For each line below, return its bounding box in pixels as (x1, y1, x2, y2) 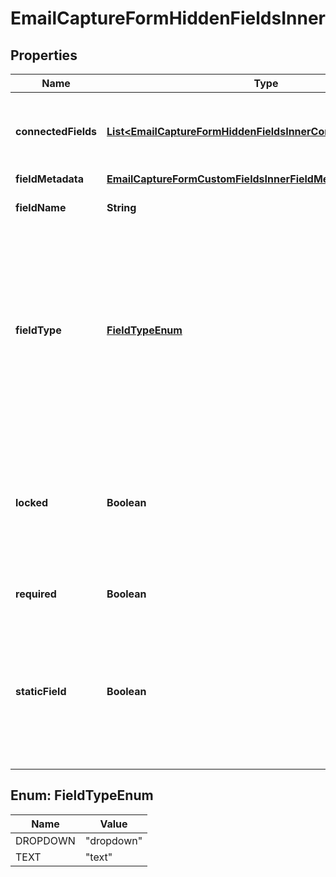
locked (15, 496, 49, 509)
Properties (10, 47, 78, 64)
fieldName (15, 201, 67, 214)
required (15, 587, 57, 601)
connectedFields (15, 125, 98, 138)
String (106, 201, 137, 214)
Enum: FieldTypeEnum (10, 787, 154, 804)
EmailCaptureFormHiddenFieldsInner (10, 7, 326, 30)
